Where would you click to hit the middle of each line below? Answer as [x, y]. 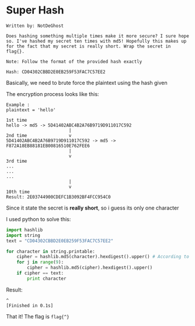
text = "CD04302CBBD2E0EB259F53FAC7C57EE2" [60, 241]
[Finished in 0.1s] [30, 306]
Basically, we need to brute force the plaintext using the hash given [87, 83]
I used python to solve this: [39, 219]
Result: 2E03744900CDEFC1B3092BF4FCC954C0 [58, 197]
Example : [18, 105]
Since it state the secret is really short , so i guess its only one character [93, 208]
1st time [17, 120]
